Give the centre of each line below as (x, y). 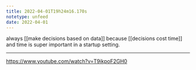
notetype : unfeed (27, 17)
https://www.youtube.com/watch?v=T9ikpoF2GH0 (66, 61)
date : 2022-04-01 (27, 22)
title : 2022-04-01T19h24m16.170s (47, 11)
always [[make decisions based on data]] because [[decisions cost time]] (94, 39)
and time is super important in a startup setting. (63, 45)
